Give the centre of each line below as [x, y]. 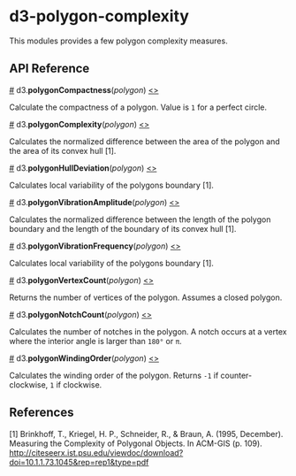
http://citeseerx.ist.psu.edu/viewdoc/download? [96, 452]
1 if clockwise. [76, 384]
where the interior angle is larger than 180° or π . [96, 341]
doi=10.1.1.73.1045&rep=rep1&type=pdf [79, 462]
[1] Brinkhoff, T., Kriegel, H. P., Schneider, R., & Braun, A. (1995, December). [146, 434]
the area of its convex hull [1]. [63, 150]
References [42, 413]
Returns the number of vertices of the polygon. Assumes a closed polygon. [146, 297]
